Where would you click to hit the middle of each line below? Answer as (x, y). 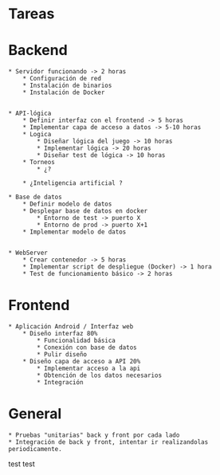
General (35, 414)
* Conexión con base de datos (87, 347)
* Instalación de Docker (64, 92)
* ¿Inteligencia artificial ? (73, 183)
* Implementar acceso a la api (89, 369)
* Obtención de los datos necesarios (99, 375)
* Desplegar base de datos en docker (85, 211)
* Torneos (39, 163)
